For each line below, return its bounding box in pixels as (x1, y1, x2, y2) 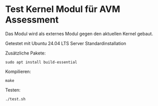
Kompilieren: (5, 68, 31, 74)
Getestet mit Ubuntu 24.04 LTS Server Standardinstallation (5, 40, 126, 46)
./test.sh (5, 96, 26, 101)
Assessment (5, 14, 59, 25)
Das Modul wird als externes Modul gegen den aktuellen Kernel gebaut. (5, 30, 153, 36)
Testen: (5, 86, 21, 93)
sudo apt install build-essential (5, 59, 78, 64)
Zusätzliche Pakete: (5, 50, 46, 56)
